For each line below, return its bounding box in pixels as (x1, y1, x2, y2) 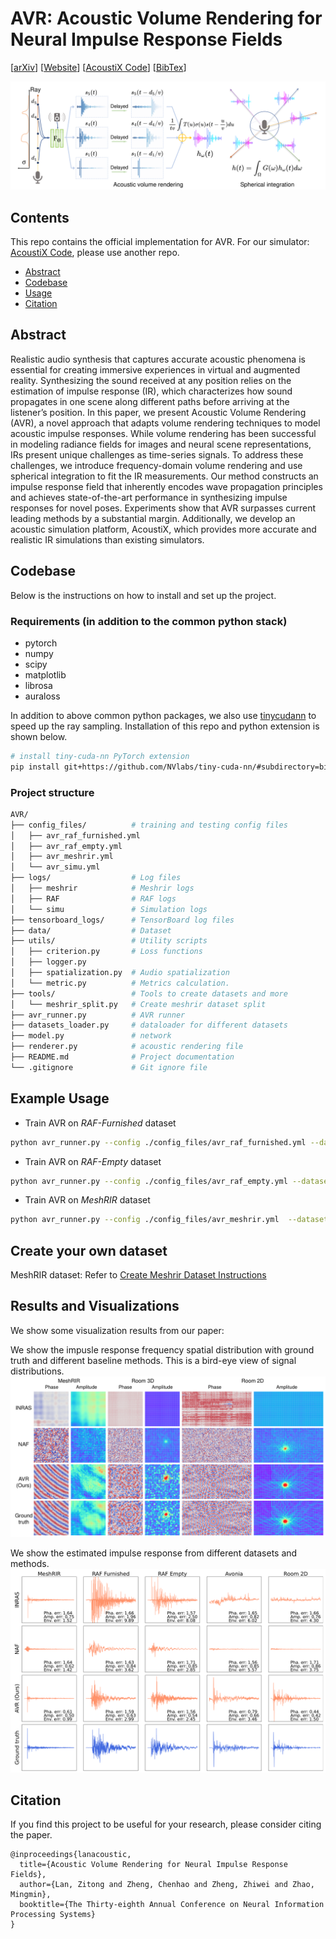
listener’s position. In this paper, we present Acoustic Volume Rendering (10, 406, 307, 418)
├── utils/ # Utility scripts (10, 936, 208, 946)
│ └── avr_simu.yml (10, 862, 101, 872)
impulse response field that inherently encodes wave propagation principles (10, 480, 323, 492)
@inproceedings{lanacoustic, (10, 1850, 132, 1860)
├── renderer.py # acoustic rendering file (10, 1042, 244, 1052)
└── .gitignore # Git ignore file (10, 1062, 208, 1072)
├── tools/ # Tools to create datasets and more (10, 988, 288, 999)
